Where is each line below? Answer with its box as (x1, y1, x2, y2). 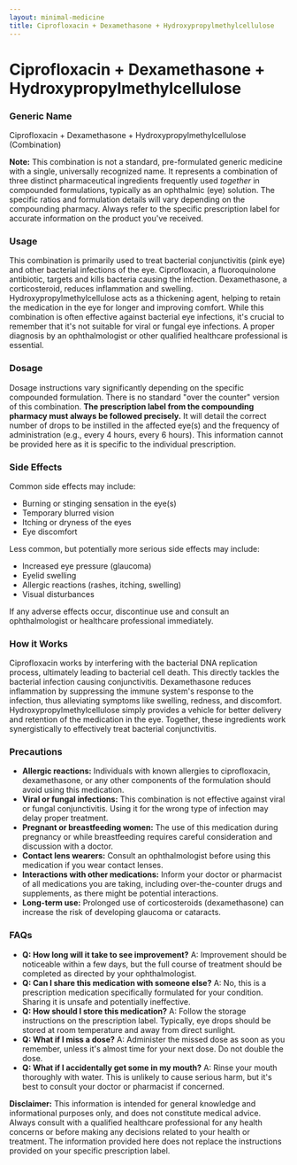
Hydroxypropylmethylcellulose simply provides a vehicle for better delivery (9, 705, 282, 716)
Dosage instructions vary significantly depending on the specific (9, 382, 245, 392)
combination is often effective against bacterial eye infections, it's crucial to (9, 312, 285, 322)
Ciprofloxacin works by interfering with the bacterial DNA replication (9, 657, 258, 669)
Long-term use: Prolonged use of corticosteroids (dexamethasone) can (21, 897, 285, 908)
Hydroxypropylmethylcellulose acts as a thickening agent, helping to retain (9, 293, 281, 304)
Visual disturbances (21, 588, 95, 599)
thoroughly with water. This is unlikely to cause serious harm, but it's (21, 1071, 272, 1082)
